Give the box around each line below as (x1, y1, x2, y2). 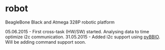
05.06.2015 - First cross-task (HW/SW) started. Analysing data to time (5, 28, 150, 34)
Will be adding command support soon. (5, 39, 86, 45)
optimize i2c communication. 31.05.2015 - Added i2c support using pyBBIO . (5, 34, 161, 40)
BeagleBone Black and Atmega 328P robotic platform (5, 19, 115, 25)
